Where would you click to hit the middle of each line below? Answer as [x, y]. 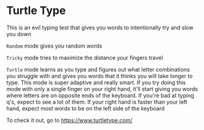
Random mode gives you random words [54, 46]
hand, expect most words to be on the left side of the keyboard [86, 108]
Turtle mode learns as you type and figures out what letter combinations [98, 69]
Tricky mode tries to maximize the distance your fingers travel [85, 57]
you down [19, 34]
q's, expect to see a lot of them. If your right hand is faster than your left [97, 102]
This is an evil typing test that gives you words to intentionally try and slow [100, 27]
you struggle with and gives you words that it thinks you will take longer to [100, 76]
